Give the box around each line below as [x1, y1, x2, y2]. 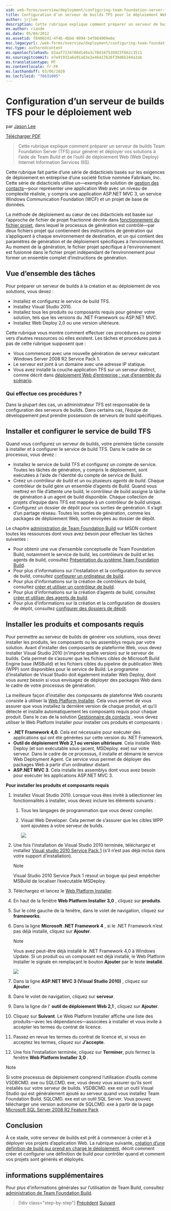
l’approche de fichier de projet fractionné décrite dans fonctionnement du [6, 217, 160, 223]
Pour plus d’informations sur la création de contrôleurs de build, [13, 578, 147, 584]
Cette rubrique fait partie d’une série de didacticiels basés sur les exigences [6, 169, 165, 175]
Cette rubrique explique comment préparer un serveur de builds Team [18, 143, 165, 149]
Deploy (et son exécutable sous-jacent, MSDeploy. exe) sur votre [13, 745, 149, 751]
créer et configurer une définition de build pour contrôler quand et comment [6, 1151, 165, 1157]
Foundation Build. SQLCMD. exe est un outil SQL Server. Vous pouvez [6, 1095, 151, 1102]
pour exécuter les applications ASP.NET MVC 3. [13, 772, 113, 778]
